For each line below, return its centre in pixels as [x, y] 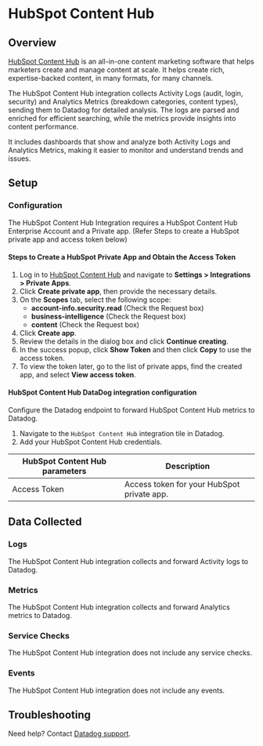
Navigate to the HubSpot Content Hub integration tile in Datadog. [122, 434]
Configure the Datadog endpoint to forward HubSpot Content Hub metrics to [131, 410]
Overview [32, 43]
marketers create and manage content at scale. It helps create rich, [117, 70]
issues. [20, 158]
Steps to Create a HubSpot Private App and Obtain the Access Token [122, 257]
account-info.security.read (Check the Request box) [117, 307]
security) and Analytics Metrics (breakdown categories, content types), [123, 102]
